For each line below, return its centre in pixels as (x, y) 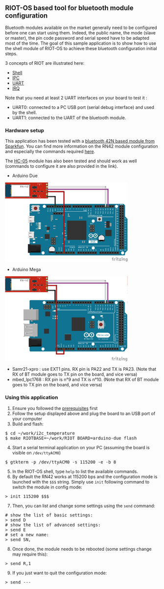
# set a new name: (27, 535)
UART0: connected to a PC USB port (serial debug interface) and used (83, 107)
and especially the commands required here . (50, 152)
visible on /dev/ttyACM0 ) (36, 453)
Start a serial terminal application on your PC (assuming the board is (81, 447)
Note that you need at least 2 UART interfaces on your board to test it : (76, 98)
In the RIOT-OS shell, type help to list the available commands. (75, 471)
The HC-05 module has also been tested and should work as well (71, 161)
